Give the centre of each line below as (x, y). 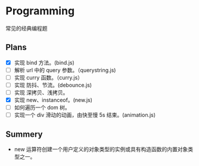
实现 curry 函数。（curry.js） (49, 77)
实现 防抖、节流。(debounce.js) (53, 85)
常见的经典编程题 (27, 28)
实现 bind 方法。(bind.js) (44, 62)
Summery (24, 134)
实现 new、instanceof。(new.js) (53, 100)
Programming (40, 11)
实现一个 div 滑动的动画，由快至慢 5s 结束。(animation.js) (85, 115)
